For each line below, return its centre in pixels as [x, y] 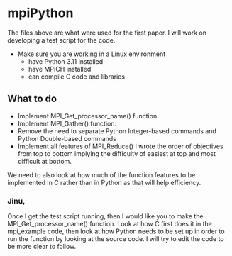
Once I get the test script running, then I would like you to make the [105, 216]
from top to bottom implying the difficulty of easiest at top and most [117, 153]
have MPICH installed [60, 69]
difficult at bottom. [45, 161]
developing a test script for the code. [61, 40]
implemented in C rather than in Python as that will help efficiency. [104, 182]
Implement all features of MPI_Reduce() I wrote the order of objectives [120, 146]
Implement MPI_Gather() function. [67, 123]
